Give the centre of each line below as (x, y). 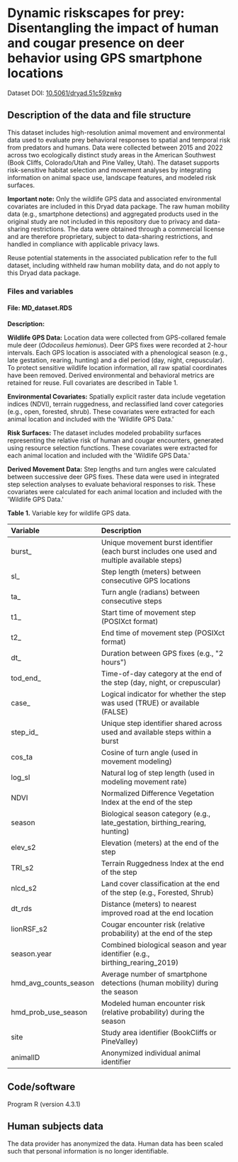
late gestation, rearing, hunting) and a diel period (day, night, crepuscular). (116, 360)
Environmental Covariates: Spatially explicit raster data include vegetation (117, 396)
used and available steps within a (156, 732)
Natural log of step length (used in (158, 773)
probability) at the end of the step (157, 933)
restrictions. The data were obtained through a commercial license (128, 229)
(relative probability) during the (153, 1012)
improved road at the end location (157, 912)
